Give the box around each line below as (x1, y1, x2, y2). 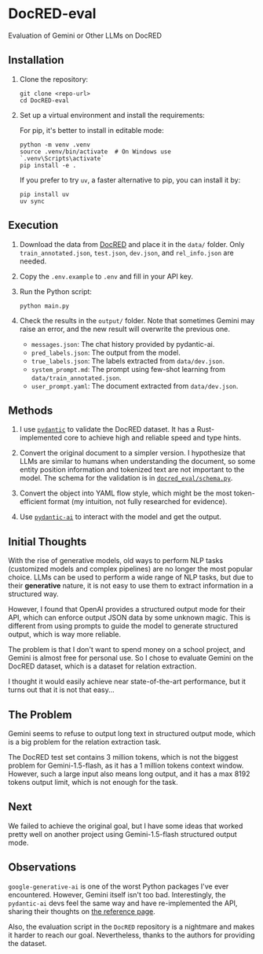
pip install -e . (19, 161, 77, 169)
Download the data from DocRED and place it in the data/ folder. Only (19, 239, 245, 249)
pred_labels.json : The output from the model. (31, 348, 181, 357)
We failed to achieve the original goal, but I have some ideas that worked (8, 821, 243, 831)
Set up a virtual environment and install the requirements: (19, 110, 206, 120)
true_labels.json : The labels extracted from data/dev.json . (31, 355, 225, 366)
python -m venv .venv (19, 141, 90, 149)
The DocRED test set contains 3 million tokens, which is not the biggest (8, 753, 239, 761)
